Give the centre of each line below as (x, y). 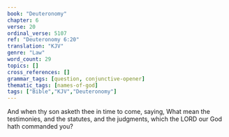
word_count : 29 (29, 59)
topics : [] (23, 66)
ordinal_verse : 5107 (37, 33)
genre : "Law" (26, 53)
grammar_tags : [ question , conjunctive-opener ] (76, 79)
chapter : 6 (23, 20)
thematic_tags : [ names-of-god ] (53, 85)
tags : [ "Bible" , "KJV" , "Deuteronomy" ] (62, 92)
